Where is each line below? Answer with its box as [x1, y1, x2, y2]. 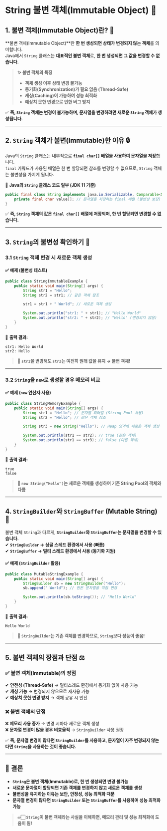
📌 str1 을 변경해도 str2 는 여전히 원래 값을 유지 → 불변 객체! [17, 358, 131, 364]
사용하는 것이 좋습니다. [32, 743, 77, 749]
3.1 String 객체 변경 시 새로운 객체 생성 [5, 254, 92, 261]
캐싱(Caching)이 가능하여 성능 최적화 [24, 93, 97, 98]
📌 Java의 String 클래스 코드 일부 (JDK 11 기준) [5, 182, 96, 188]
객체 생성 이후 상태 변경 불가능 [24, 80, 83, 86]
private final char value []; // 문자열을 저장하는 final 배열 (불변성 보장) [14, 197, 161, 202]
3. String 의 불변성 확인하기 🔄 [5, 238, 90, 246]
